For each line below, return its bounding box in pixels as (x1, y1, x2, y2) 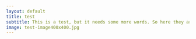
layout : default (6, 8, 45, 14)
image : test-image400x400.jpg (6, 24, 80, 30)
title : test (6, 14, 35, 19)
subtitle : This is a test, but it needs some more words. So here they (6, 19, 184, 25)
